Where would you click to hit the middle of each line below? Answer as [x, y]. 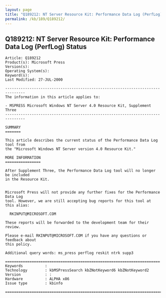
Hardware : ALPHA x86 [37, 279]
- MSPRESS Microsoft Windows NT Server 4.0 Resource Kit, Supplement [78, 106]
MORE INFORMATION [23, 158]
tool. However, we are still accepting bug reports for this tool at [78, 201]
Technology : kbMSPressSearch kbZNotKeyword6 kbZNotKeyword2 [77, 270]
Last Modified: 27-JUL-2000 [34, 80]
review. [13, 227]
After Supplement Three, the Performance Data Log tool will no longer [80, 171]
